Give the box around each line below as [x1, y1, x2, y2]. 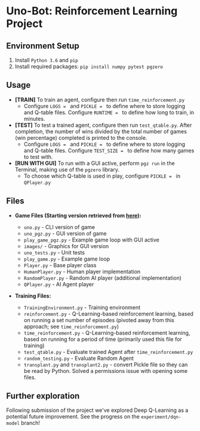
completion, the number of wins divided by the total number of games [14, 127, 187, 135]
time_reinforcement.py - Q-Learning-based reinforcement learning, [23, 329, 190, 336]
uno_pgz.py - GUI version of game [23, 230, 107, 237]
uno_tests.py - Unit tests [23, 249, 85, 256]
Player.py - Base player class [23, 261, 97, 268]
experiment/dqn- [141, 414, 181, 420]
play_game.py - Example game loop [23, 255, 110, 262]
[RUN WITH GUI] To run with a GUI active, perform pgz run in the [14, 160, 175, 167]
